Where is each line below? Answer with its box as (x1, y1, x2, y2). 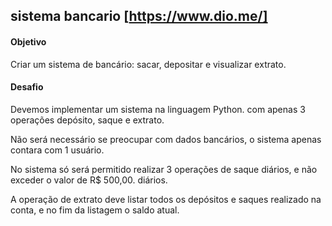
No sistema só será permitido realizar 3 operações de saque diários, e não (10, 163, 318, 175)
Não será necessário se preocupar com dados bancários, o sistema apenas (10, 133, 322, 145)
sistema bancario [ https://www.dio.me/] (10, 8, 268, 25)
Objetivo (10, 35, 47, 48)
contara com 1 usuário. (10, 144, 105, 156)
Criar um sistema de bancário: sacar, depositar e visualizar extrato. (10, 58, 287, 70)
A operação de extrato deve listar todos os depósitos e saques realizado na (10, 193, 322, 205)
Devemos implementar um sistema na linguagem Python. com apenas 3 (10, 103, 306, 115)
